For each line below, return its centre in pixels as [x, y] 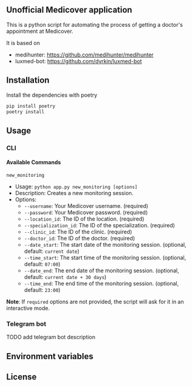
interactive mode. [28, 308]
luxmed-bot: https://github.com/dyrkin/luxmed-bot [78, 61]
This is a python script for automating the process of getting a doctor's [94, 24]
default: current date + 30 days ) [65, 277]
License [22, 377]
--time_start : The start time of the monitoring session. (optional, [105, 257]
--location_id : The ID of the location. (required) [84, 219]
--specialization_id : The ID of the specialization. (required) [100, 225]
